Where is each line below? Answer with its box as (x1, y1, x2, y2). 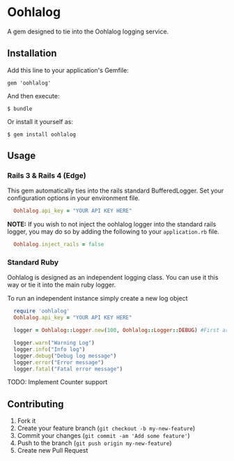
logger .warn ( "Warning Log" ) (13, 340, 95, 347)
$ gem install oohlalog (7, 130, 77, 138)
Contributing (7, 398, 64, 410)
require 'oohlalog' (13, 308, 70, 315)
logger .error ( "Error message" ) (13, 358, 104, 366)
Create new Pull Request (17, 446, 88, 455)
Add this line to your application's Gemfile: (7, 66, 129, 74)
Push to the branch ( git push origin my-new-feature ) (17, 439, 172, 447)
